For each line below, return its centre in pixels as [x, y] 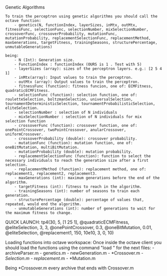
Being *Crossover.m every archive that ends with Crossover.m [69, 268]
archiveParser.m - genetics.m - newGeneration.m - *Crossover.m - [74, 253]
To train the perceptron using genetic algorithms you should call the [81, 16]
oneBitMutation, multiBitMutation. [42, 147]
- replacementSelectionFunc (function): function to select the [82, 156]
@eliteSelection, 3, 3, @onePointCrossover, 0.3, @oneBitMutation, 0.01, [79, 227]
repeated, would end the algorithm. [43, 204]
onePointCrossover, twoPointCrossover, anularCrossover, [66, 130]
